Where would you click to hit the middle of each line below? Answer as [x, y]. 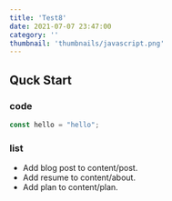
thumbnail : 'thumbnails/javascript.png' [87, 43]
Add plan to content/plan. [70, 187]
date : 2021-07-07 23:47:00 [61, 26]
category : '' [34, 35]
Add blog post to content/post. [80, 168]
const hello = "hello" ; [55, 125]
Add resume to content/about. [79, 177]
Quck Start [41, 80]
